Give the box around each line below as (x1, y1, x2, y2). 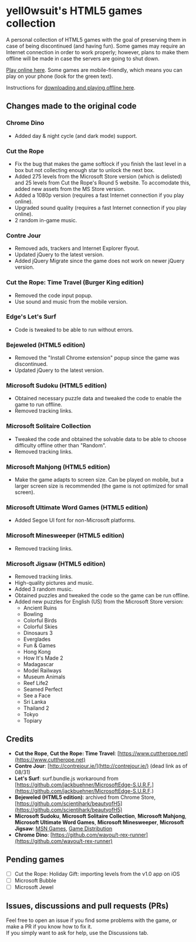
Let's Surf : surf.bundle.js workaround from (14, 775, 119, 782)
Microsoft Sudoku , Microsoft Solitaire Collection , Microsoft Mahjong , (14, 812, 187, 819)
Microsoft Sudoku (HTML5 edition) (6, 381, 107, 390)
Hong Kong (23, 648, 51, 655)
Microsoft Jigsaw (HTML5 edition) (6, 559, 106, 568)
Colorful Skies (23, 623, 58, 630)
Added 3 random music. (14, 585, 73, 592)
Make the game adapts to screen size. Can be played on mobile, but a (14, 476, 184, 483)
